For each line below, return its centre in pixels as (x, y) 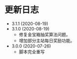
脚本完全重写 (32, 52)
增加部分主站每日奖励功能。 (47, 40)
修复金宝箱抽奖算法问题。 (45, 34)
